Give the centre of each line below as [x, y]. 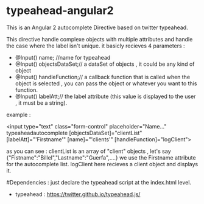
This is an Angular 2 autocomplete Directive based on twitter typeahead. [97, 27]
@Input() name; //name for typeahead [63, 57]
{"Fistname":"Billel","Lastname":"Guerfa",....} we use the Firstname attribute [101, 157]
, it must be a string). [41, 103]
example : [19, 114]
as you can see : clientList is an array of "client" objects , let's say [89, 151]
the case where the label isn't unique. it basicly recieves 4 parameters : [96, 46]
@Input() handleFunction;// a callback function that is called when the [103, 77]
